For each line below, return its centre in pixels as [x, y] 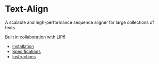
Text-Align [27, 9]
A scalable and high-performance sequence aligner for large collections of [79, 22]
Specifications [26, 51]
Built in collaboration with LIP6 [35, 37]
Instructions [24, 56]
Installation [23, 46]
